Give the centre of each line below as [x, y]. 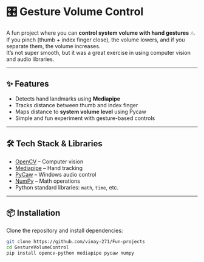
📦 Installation [33, 213]
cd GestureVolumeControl [38, 247]
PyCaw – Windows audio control [56, 174]
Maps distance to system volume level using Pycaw [81, 112]
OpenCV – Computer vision [49, 161]
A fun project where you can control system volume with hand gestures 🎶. [101, 33]
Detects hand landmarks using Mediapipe [67, 99]
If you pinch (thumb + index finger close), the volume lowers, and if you [96, 40]
